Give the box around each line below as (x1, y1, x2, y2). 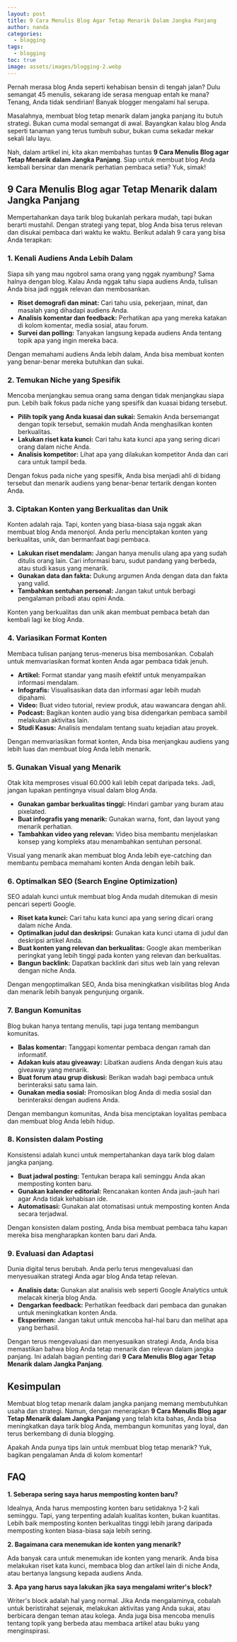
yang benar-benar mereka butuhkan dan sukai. (7, 357, 144, 366)
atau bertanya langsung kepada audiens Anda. (7, 1568, 144, 1577)
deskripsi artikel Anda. (17, 937, 83, 945)
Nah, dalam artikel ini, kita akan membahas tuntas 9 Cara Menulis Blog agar (7, 147, 229, 156)
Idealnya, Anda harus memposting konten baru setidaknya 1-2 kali (7, 1504, 200, 1512)
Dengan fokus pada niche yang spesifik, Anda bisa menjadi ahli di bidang (7, 471, 221, 480)
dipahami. (17, 693, 47, 702)
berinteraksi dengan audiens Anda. (17, 1095, 120, 1104)
